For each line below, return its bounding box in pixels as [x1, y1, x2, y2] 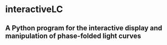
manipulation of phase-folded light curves [5, 31, 142, 40]
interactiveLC [5, 4, 63, 15]
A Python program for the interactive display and [5, 24, 162, 32]
